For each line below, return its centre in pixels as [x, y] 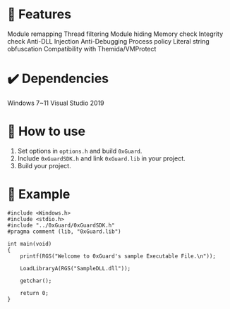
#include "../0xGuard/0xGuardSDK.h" [61, 225]
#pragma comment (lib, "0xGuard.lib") [64, 232]
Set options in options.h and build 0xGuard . [80, 151]
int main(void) [30, 244]
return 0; [35, 293]
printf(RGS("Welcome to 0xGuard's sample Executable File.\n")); [118, 256]
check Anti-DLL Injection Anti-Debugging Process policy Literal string [108, 41]
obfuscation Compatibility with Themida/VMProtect [82, 49]
